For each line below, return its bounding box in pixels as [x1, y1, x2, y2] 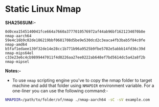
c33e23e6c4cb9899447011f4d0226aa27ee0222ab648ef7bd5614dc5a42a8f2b [5, 55, 146, 60]
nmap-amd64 [5, 42, 27, 47]
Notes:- [5, 68, 21, 74]
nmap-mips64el [5, 51, 34, 55]
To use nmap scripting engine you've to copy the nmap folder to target [12, 77, 153, 83]
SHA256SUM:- [5, 20, 36, 26]
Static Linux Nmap [5, 3, 81, 15]
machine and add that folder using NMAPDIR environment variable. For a [12, 82, 155, 88]
